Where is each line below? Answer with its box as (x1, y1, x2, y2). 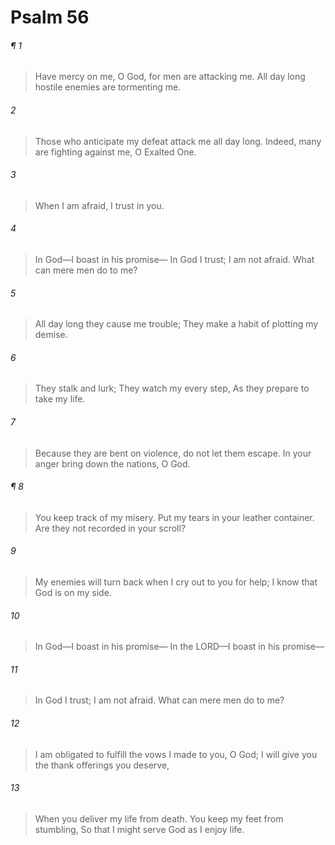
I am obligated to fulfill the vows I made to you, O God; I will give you (34, 748, 318, 760)
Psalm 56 (10, 6, 90, 29)
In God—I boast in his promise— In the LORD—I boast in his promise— (34, 641, 325, 653)
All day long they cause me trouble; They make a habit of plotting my (34, 318, 319, 330)
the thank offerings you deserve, (34, 759, 170, 771)
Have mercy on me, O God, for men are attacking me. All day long (34, 71, 306, 83)
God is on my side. (34, 587, 112, 599)
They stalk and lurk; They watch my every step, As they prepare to (34, 382, 310, 395)
